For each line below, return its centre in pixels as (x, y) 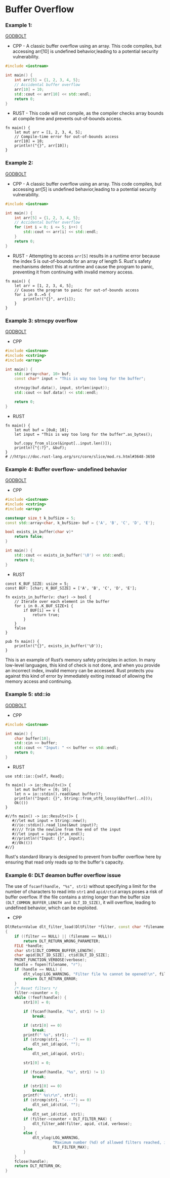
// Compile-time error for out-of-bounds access (67, 137)
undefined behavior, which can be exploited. (52, 908)
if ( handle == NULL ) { (38, 969)
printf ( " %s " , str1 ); (46, 1035)
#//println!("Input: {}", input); (48, 838)
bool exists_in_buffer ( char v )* (39, 532)
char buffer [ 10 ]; (33, 738)
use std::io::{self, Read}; (35, 776)
